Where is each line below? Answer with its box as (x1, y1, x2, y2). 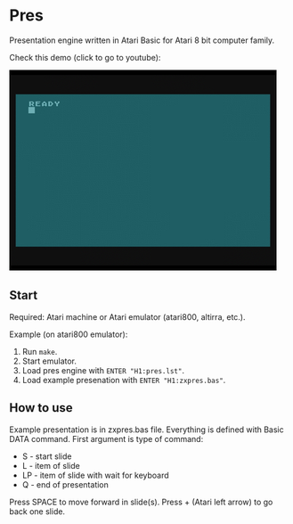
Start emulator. (21, 356, 77, 366)
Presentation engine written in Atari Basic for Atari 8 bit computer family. (9, 35, 275, 45)
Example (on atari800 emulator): (9, 329, 128, 340)
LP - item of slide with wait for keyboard (21, 470, 169, 480)
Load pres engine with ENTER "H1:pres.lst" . (21, 364, 185, 375)
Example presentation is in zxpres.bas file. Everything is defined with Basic (9, 424, 284, 435)
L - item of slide (21, 460, 80, 471)
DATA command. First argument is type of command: (9, 433, 204, 444)
